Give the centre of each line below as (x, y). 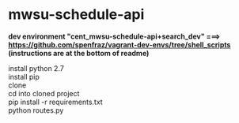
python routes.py (36, 110)
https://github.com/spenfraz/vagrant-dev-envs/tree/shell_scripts (119, 44)
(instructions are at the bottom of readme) (79, 53)
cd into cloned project (44, 93)
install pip (24, 76)
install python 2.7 (36, 68)
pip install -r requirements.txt (55, 102)
